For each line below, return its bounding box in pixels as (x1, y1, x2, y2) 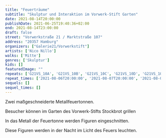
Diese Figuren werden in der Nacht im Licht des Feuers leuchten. (5, 127, 137, 133)
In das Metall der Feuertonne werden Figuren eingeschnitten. (5, 118, 129, 124)
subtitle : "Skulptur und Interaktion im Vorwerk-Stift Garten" (5, 12, 138, 17)
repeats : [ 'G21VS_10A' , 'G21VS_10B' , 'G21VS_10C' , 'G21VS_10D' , (5, 71, 140, 76)
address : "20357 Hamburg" (5, 39, 58, 44)
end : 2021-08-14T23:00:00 (5, 26, 58, 31)
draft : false (5, 30, 32, 35)
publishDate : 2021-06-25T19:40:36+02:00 (5, 21, 90, 26)
